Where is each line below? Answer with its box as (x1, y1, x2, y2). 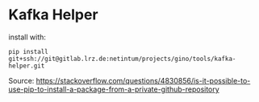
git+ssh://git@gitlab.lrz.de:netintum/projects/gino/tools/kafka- (8, 55, 236, 63)
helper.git (8, 62, 45, 70)
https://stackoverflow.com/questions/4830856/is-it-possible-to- (36, 75, 251, 85)
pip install (8, 47, 48, 55)
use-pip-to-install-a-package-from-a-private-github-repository (8, 84, 219, 94)
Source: (8, 75, 35, 85)
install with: (8, 32, 47, 42)
